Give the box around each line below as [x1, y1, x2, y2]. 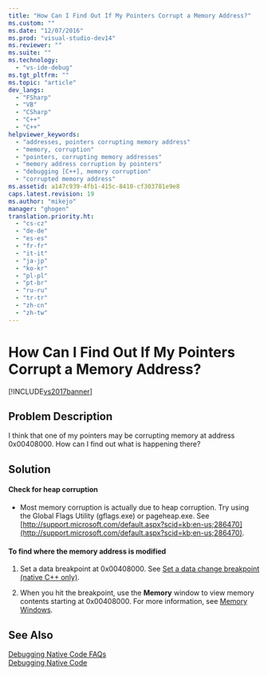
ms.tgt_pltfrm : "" [8, 71, 69, 79]
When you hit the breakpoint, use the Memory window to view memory [19, 588, 254, 598]
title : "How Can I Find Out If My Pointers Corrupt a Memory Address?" [8, 11, 251, 20]
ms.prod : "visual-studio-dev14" [8, 34, 116, 42]
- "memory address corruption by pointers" [15, 161, 162, 169]
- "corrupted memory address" [15, 175, 116, 184]
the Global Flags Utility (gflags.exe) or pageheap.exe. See [19, 510, 210, 520]
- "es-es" [15, 235, 48, 243]
